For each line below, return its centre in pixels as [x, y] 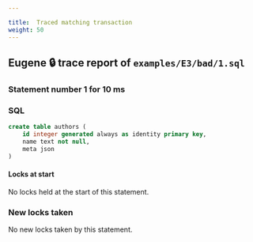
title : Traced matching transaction [70, 22]
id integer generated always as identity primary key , [115, 134]
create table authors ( [47, 127]
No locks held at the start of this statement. [79, 191]
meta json [39, 149]
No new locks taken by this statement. [70, 229]
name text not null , [56, 142]
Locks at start [31, 174]
